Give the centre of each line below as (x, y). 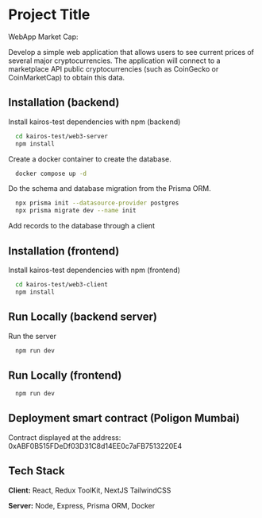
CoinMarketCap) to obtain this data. (67, 77)
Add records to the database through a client (81, 226)
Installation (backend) (64, 102)
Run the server (33, 336)
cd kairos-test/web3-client (62, 284)
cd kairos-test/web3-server (62, 136)
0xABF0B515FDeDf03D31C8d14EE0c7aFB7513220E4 (95, 446)
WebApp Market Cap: (43, 37)
